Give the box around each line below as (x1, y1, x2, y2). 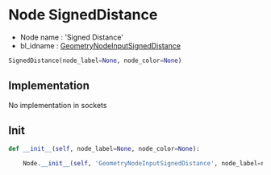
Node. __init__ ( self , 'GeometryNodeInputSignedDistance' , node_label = (23, 160, 262, 168)
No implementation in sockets (8, 100, 107, 110)
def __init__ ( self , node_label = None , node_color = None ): (8, 145, 200, 153)
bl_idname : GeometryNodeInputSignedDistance (19, 40, 181, 50)
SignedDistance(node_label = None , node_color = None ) (8, 56, 182, 65)
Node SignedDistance (8, 6, 158, 24)
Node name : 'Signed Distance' (19, 32, 123, 42)
